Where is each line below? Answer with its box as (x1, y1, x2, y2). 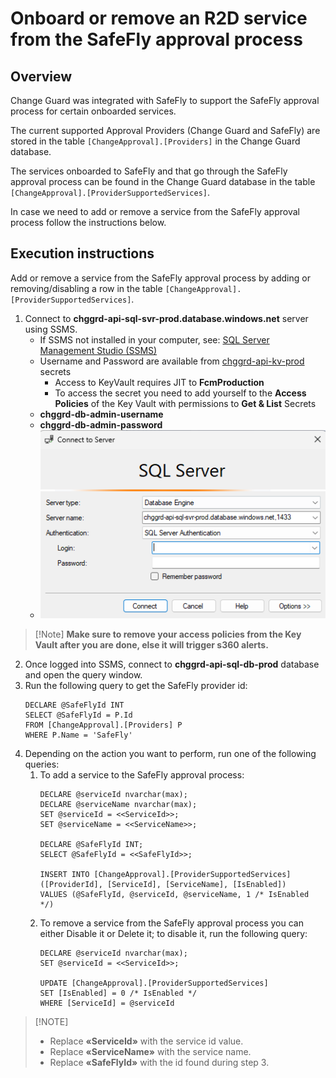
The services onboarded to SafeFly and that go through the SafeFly (10, 165, 288, 177)
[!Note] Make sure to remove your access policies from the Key (34, 628, 302, 641)
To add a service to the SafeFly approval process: (39, 769, 245, 781)
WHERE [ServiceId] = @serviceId (39, 998, 175, 1009)
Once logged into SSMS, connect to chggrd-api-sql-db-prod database (24, 658, 320, 671)
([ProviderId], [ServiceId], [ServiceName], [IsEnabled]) (39, 880, 287, 890)
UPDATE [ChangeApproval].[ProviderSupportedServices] (39, 978, 269, 989)
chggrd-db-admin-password (39, 418, 163, 431)
